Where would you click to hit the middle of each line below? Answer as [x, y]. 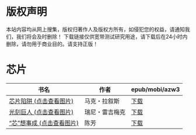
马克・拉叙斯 [102, 101]
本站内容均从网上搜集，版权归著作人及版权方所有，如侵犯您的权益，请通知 [95, 29]
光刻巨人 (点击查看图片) [41, 112]
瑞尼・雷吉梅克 [105, 112]
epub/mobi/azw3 [155, 89]
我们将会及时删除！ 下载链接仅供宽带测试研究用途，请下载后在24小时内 [102, 36]
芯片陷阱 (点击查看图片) [41, 101]
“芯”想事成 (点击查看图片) [44, 123]
